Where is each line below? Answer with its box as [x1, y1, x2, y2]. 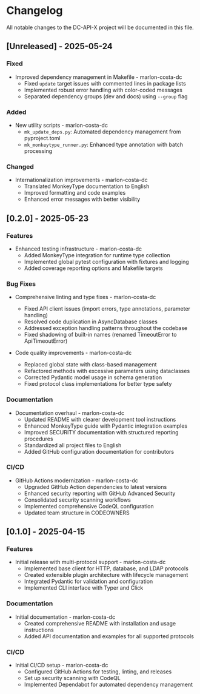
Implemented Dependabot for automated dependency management [24, 681, 193, 689]
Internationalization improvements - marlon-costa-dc [15, 177, 148, 184]
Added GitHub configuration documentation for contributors [24, 448, 175, 455]
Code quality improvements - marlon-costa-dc [15, 349, 132, 357]
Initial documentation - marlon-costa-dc [15, 613, 116, 621]
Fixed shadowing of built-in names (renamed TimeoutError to [24, 331, 177, 339]
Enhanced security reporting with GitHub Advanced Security [24, 490, 176, 497]
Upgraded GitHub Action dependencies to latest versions [24, 483, 167, 490]
